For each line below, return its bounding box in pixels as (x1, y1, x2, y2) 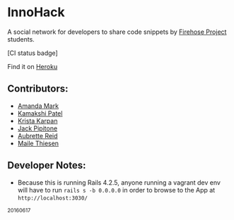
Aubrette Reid (17, 131, 58, 140)
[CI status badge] (7, 49, 58, 57)
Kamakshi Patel (17, 109, 63, 117)
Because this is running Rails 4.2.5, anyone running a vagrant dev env (17, 178, 221, 187)
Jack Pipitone (17, 124, 58, 133)
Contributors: (7, 82, 69, 95)
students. (7, 35, 35, 43)
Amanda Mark (17, 102, 59, 110)
